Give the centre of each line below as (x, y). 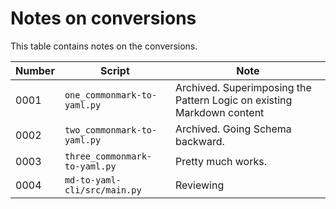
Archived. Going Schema (233, 129)
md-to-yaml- (93, 180)
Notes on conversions (103, 18)
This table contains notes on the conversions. (104, 46)
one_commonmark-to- (111, 95)
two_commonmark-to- (111, 130)
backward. (199, 141)
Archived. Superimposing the (243, 87)
